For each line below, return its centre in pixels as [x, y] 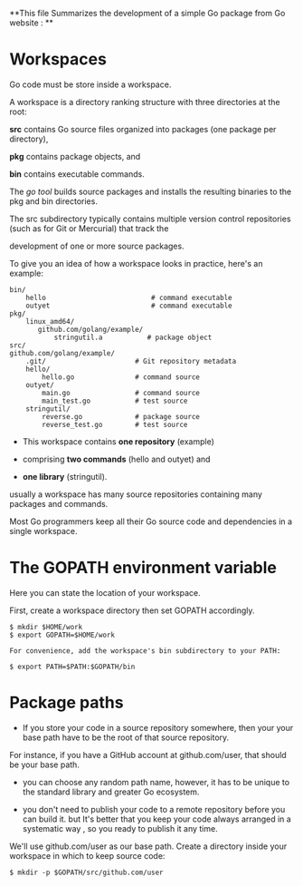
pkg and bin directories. [53, 201]
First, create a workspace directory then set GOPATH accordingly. [132, 610]
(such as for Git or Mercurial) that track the [89, 228]
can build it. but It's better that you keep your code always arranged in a [156, 819]
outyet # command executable [129, 306]
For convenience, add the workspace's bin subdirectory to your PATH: [145, 651]
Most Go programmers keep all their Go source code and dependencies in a [151, 521]
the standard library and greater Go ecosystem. [111, 792]
